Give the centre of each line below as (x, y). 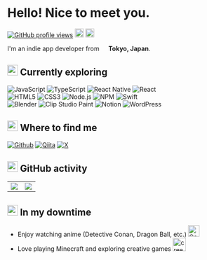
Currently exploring (64, 73)
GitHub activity (54, 169)
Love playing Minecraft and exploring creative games (94, 249)
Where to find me (59, 128)
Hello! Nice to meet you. (79, 13)
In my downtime (56, 212)
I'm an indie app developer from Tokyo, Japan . (79, 48)
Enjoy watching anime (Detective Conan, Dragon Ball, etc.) (102, 234)
